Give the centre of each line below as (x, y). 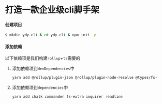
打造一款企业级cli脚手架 (52, 10)
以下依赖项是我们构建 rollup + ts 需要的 (43, 58)
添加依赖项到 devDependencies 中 (43, 69)
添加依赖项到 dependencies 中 (40, 88)
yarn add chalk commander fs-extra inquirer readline (67, 97)
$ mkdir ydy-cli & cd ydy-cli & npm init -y (51, 35)
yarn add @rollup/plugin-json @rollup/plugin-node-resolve (73, 78)
